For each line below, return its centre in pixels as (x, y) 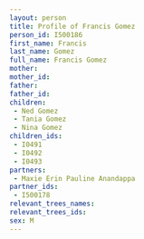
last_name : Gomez (42, 52)
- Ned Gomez (36, 111)
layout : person (38, 18)
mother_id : (30, 77)
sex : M (22, 220)
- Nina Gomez (38, 128)
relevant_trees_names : (52, 204)
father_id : (30, 94)
